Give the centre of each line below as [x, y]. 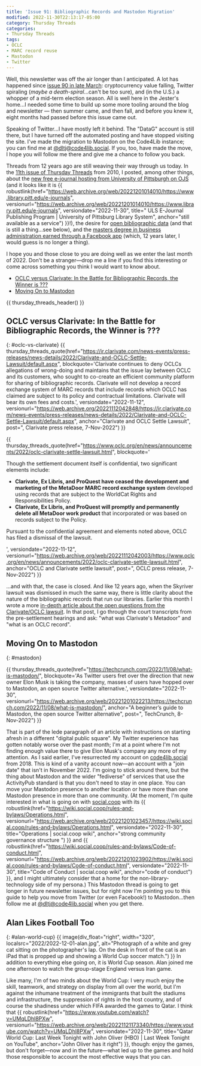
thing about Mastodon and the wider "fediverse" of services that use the [95, 777]
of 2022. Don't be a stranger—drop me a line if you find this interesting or [97, 260]
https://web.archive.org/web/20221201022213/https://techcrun [115, 701]
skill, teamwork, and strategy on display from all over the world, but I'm [94, 986]
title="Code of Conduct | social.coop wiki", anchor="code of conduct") [105, 872]
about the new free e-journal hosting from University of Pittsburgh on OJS [98, 178]
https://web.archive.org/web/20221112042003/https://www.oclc [116, 556]
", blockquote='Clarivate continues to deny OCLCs [120, 364]
